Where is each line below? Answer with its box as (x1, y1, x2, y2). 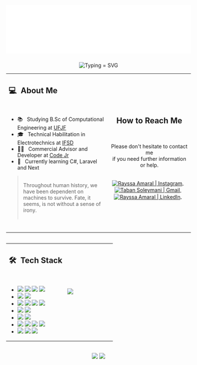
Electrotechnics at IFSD (17, 139, 74, 146)
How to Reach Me (116, 116, 183, 126)
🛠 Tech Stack (8, 255, 63, 266)
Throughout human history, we (23, 182, 98, 189)
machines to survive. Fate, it (23, 194, 91, 201)
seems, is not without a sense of (23, 201, 101, 208)
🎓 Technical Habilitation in (17, 131, 86, 138)
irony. (23, 207, 37, 214)
